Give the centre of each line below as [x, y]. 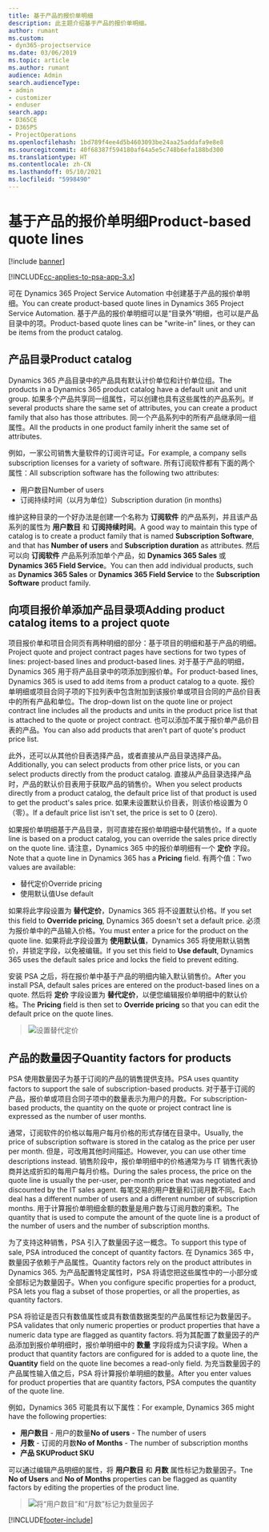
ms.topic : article [39, 61]
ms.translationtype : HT [48, 157]
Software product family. [50, 583]
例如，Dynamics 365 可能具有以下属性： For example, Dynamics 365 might [131, 1408]
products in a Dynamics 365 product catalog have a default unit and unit [127, 389]
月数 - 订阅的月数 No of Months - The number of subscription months [134, 1443]
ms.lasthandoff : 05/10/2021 [55, 172]
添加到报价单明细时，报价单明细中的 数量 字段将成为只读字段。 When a [131, 1345]
